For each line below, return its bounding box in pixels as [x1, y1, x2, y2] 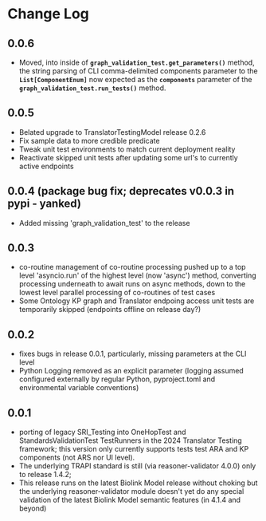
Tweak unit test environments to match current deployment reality [18, 144, 236, 154]
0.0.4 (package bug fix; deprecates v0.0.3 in [7, 184, 235, 198]
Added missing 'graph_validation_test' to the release [18, 218, 190, 227]
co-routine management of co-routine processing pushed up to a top [18, 262, 246, 272]
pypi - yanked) [7, 197, 81, 211]
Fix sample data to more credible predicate [18, 136, 160, 145]
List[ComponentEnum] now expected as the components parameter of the [18, 75, 252, 84]
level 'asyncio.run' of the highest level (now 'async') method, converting [18, 270, 256, 280]
